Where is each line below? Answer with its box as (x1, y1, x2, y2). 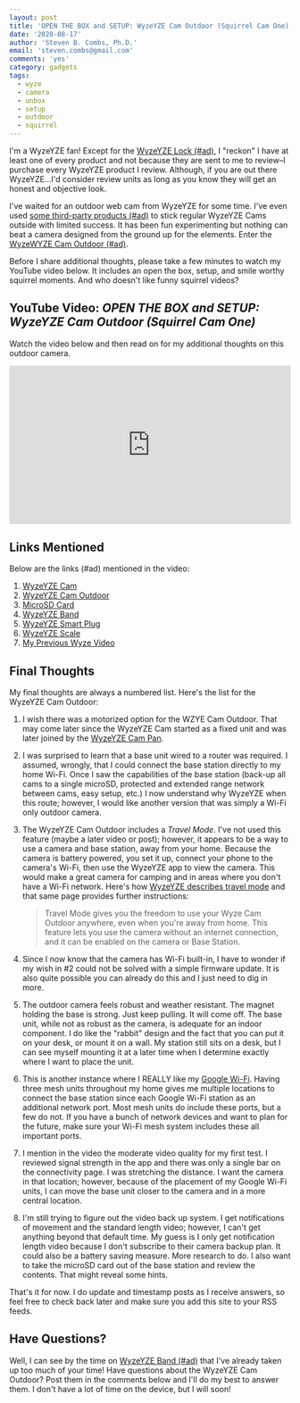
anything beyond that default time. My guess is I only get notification (21, 1231, 275, 1241)
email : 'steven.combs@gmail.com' (9, 46, 134, 55)
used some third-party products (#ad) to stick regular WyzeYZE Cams (9, 211, 267, 220)
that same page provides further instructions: (21, 890, 189, 901)
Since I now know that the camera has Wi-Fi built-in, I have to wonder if (21, 953, 286, 964)
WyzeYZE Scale (21, 628, 81, 639)
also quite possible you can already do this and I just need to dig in (21, 972, 268, 983)
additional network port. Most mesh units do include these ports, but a (21, 1101, 281, 1112)
